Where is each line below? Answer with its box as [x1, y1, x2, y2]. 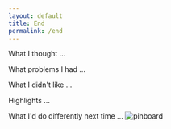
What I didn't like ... [8, 80, 73, 89]
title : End [8, 19, 45, 27]
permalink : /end [8, 27, 63, 35]
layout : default [8, 11, 63, 20]
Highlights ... [8, 96, 51, 106]
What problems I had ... [8, 64, 86, 74]
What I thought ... [8, 49, 66, 59]
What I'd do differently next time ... [8, 111, 123, 121]
